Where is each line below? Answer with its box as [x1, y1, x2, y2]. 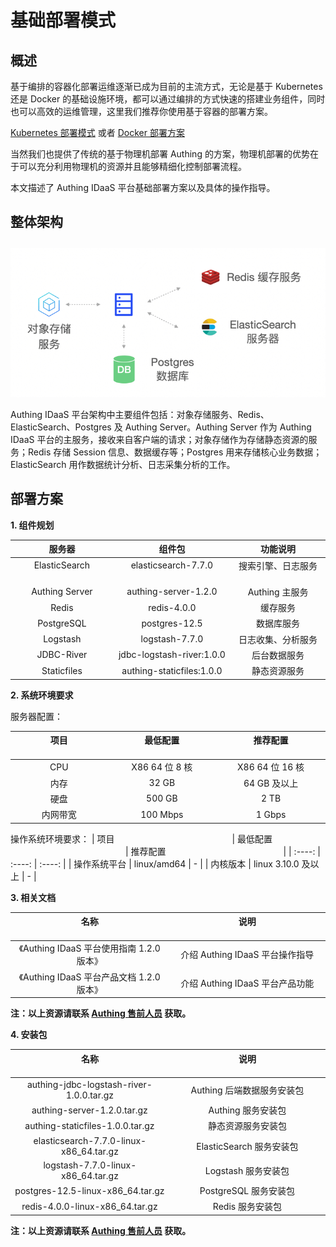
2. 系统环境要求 [10, 689, 74, 701]
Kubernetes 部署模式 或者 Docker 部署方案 [10, 127, 185, 138]
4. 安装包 [10, 1029, 48, 1041]
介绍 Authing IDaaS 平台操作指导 [180, 949, 315, 961]
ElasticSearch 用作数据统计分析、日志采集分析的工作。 [10, 459, 236, 471]
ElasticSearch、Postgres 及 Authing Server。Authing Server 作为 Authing [10, 421, 312, 433]
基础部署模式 [10, 9, 117, 32]
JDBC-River [36, 649, 88, 661]
